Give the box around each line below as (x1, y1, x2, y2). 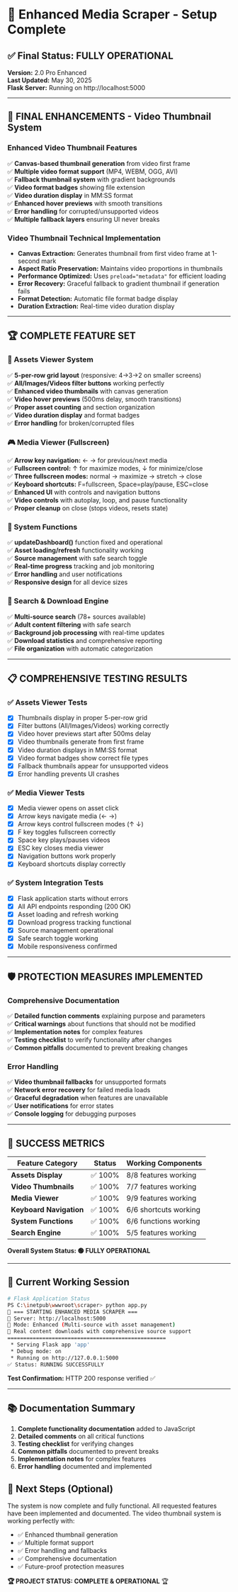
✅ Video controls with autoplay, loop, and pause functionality (7, 495, 188, 504)
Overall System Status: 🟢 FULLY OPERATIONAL (7, 1247, 151, 1255)
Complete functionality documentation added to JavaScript (17, 1425, 195, 1433)
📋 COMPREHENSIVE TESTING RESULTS (7, 673, 188, 685)
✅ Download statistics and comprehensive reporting (7, 636, 163, 644)
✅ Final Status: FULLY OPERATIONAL (7, 50, 174, 62)
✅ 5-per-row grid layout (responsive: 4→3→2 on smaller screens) (7, 371, 202, 379)
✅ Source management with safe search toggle (7, 554, 147, 563)
